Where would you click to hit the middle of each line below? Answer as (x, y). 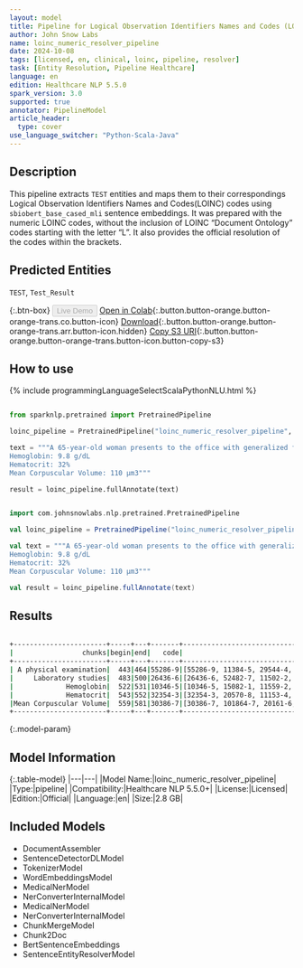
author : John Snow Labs (54, 34)
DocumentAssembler (62, 848)
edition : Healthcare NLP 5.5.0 (68, 85)
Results (31, 616)
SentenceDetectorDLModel (73, 858)
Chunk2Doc (45, 935)
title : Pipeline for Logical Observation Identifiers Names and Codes (145, 26)
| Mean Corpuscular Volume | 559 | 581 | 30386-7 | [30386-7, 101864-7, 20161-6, (153, 703)
